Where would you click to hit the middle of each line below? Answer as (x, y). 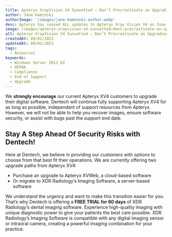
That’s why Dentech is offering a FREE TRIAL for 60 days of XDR (74, 202)
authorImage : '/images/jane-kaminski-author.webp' (60, 19)
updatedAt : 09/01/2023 (29, 44)
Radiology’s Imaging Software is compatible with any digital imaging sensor (85, 218)
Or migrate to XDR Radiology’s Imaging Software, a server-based (81, 181)
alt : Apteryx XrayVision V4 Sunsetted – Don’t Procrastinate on (75, 34)
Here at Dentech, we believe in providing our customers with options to (80, 154)
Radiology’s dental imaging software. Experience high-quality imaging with (84, 207)
